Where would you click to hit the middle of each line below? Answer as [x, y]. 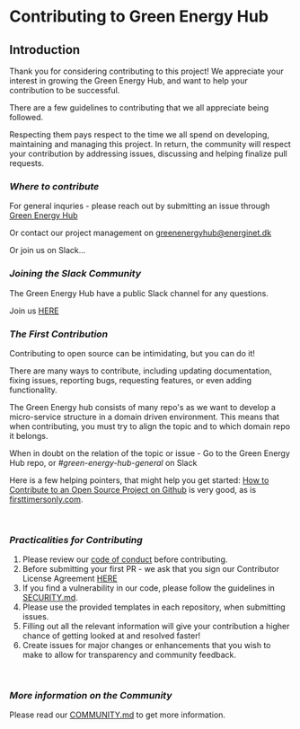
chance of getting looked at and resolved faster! [111, 636]
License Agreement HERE [70, 579]
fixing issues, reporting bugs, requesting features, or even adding [131, 380]
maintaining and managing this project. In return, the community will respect [150, 144]
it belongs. [29, 435]
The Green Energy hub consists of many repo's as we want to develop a [143, 407]
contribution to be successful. [65, 90]
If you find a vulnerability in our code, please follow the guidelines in [149, 588]
